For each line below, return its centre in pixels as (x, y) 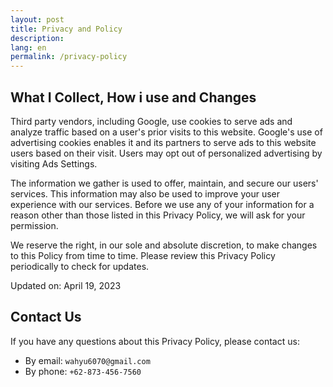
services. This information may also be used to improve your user (145, 193)
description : (37, 38)
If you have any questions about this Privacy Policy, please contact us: (155, 341)
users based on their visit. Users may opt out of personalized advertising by (166, 153)
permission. (34, 225)
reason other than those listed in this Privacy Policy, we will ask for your (158, 215)
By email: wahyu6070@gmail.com (87, 360)
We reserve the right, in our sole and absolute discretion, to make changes (164, 245)
